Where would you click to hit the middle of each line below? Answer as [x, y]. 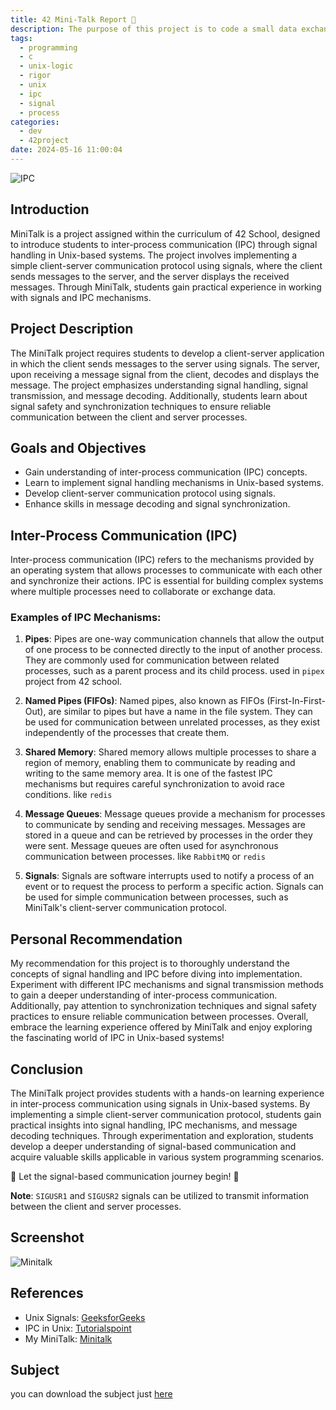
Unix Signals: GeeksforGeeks [85, 1317]
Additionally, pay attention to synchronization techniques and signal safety [163, 1006]
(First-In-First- [296, 701]
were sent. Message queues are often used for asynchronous [151, 846]
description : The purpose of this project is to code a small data [154, 29]
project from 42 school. [73, 682]
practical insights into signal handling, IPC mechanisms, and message [154, 1125]
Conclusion [47, 1069]
